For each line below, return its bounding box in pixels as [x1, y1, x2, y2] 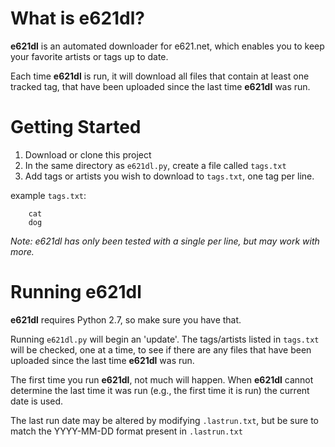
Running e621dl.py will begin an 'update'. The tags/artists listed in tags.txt [10, 333, 320, 345]
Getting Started [10, 116, 142, 139]
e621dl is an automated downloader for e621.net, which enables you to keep [10, 40, 325, 52]
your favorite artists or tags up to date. [10, 50, 169, 62]
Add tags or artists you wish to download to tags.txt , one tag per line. [24, 170, 315, 182]
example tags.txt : [10, 189, 87, 201]
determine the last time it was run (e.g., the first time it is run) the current [10, 384, 310, 396]
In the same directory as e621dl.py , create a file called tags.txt [24, 159, 287, 171]
